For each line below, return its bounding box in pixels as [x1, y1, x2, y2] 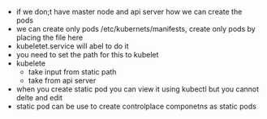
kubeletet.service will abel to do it [15, 41, 129, 51]
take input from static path [28, 67, 117, 76]
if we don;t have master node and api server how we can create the [15, 7, 243, 16]
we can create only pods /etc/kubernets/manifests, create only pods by [15, 24, 256, 33]
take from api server [28, 76, 97, 85]
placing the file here [15, 32, 84, 42]
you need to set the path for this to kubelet [15, 50, 159, 59]
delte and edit [15, 93, 63, 102]
